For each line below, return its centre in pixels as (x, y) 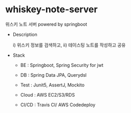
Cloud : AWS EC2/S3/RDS (48, 95)
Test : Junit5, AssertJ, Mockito (52, 85)
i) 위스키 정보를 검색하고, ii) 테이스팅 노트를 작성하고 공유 (69, 45)
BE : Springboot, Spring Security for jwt (62, 65)
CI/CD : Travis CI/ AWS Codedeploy (58, 105)
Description (25, 34)
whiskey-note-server (52, 9)
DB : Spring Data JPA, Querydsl (53, 75)
